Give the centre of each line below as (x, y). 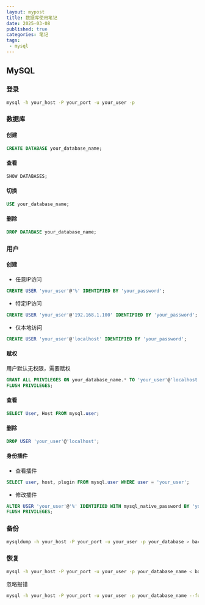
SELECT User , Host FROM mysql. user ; (53, 413)
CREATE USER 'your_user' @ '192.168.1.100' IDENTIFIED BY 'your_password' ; (102, 315)
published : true (27, 29)
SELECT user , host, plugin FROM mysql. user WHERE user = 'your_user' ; (98, 482)
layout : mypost (26, 12)
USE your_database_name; (38, 204)
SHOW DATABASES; (27, 176)
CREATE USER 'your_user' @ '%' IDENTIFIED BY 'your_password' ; (86, 291)
